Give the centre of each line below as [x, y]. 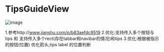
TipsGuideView [37, 9]
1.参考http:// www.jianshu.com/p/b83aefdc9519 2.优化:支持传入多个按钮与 [80, 32]
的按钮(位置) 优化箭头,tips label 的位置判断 [48, 44]
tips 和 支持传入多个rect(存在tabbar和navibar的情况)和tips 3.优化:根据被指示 [82, 38]
